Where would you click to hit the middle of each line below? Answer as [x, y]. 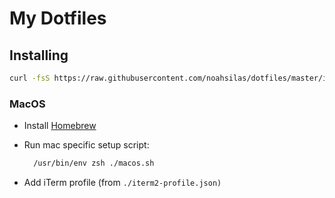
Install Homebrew [60, 126]
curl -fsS [30, 78]
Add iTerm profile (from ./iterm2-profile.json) [122, 183]
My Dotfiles [58, 18]
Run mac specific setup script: [86, 145]
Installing [39, 55]
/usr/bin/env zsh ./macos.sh [94, 163]
